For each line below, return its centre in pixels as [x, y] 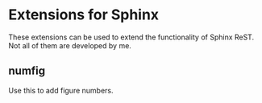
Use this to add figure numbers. [61, 90]
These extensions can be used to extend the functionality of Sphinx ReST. [131, 37]
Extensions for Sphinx [84, 15]
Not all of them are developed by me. [70, 45]
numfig [27, 71]
